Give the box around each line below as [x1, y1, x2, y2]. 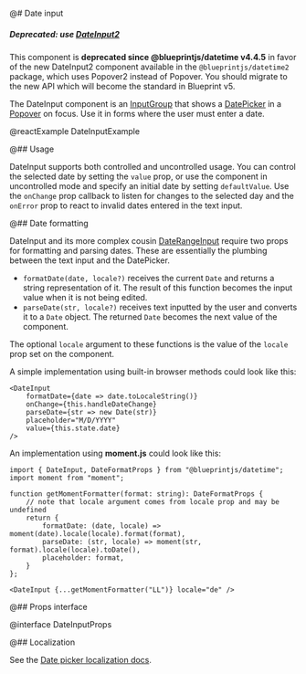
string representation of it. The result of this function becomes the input [22, 282, 293, 293]
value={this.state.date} [26, 424, 121, 433]
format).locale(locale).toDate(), [9, 545, 142, 554]
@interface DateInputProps [9, 618, 112, 629]
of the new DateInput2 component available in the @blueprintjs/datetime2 [9, 61, 290, 72]
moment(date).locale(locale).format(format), [9, 529, 185, 538]
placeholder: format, [42, 553, 125, 563]
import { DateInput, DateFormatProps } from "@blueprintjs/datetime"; [9, 465, 284, 474]
